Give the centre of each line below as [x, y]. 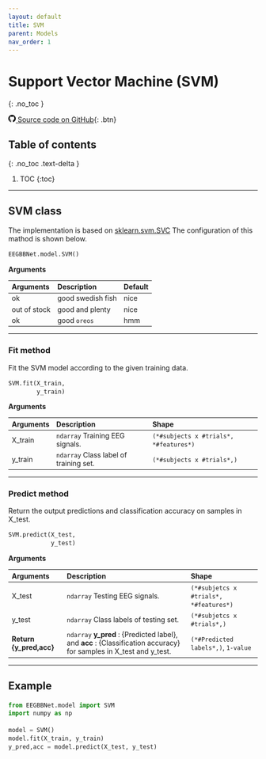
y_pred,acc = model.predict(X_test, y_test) [83, 747]
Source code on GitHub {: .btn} [67, 120]
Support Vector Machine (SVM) [114, 82]
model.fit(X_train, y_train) [56, 739]
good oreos [76, 320]
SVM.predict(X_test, [42, 535]
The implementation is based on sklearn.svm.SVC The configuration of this [131, 230]
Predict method [39, 493]
